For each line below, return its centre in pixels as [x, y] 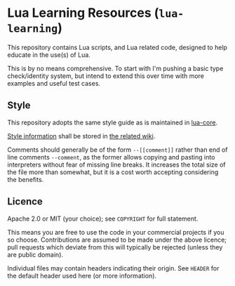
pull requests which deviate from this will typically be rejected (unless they [115, 247]
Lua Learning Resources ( [83, 13]
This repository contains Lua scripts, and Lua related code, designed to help [117, 47]
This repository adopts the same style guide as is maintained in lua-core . [113, 122]
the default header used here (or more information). [82, 275]
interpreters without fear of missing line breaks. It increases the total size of [116, 164]
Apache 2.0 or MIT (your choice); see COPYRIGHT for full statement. [103, 219]
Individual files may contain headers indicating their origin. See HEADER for [113, 268]
